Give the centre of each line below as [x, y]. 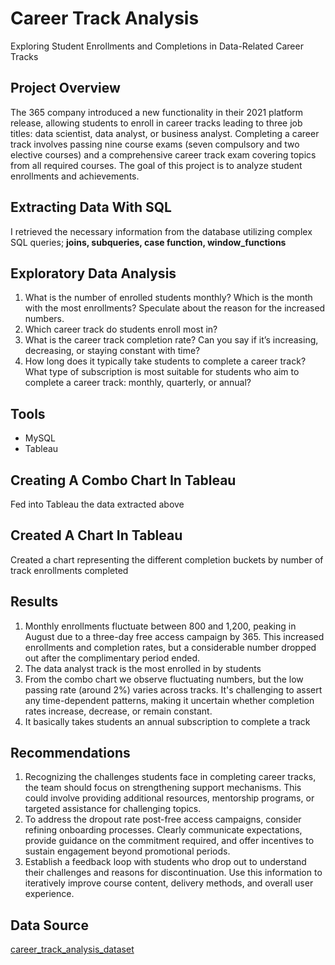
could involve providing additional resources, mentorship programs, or [169, 798]
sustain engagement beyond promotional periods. [127, 851]
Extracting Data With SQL [91, 207]
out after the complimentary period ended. [112, 658]
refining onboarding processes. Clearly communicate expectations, [163, 830]
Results [34, 602]
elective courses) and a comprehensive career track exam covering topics [163, 154]
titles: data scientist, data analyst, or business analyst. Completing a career [165, 133]
